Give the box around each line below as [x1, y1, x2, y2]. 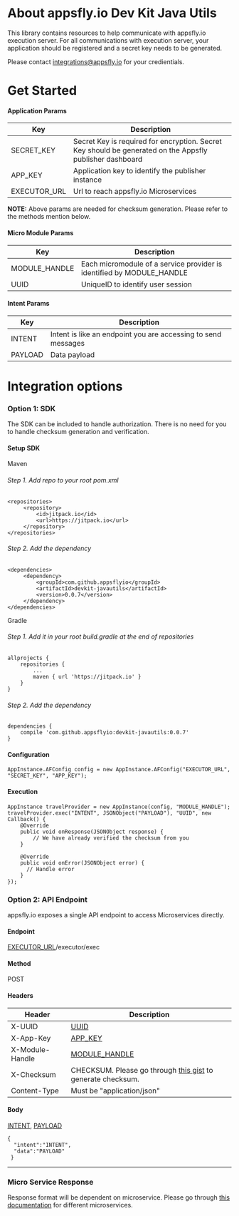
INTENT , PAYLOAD [7, 1121, 63, 1130]
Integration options [7, 378, 123, 394]
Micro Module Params [7, 228, 74, 237]
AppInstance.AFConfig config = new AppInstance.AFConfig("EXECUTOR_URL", [7, 766, 231, 773]
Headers [7, 991, 33, 999]
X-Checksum [11, 1069, 57, 1079]
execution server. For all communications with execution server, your [7, 36, 209, 44]
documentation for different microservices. [7, 1201, 133, 1210]
